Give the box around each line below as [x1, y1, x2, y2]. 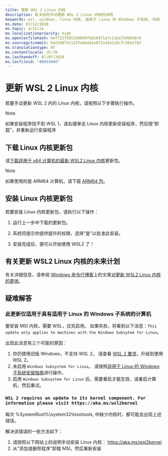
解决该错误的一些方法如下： [5, 428, 63, 434]
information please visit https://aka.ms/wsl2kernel [5, 400, 138, 406]
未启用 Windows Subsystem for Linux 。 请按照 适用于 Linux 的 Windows [12, 363, 160, 370]
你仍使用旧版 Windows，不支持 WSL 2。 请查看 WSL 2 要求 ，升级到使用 [12, 351, 163, 357]
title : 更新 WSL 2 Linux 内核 [5, 7, 66, 13]
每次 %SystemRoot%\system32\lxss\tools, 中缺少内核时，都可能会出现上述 [5, 411, 162, 417]
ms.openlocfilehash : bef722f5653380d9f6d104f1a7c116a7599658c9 [5, 36, 142, 41]
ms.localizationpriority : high [5, 31, 71, 36]
